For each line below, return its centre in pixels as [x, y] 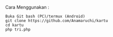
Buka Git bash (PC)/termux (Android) [45, 16]
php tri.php [18, 29]
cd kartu [15, 25]
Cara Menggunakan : [27, 7]
